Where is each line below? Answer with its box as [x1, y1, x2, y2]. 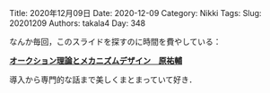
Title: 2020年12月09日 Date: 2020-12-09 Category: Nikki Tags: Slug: [9, 8, 262, 18]
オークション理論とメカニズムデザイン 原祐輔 [9, 55, 182, 65]
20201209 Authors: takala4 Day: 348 [9, 18, 146, 29]
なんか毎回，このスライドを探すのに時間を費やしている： [9, 37, 222, 46]
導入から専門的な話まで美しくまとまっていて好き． [9, 74, 197, 85]
